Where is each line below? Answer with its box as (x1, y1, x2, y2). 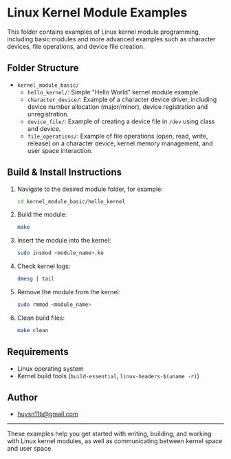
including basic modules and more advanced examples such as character (7, 34, 216, 43)
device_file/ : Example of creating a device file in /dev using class (27, 117, 215, 125)
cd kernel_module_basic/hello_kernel (16, 198, 126, 205)
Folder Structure (7, 62, 79, 74)
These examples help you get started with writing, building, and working (7, 429, 212, 438)
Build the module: (16, 210, 67, 218)
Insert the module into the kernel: (16, 236, 111, 245)
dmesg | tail (16, 276, 55, 283)
